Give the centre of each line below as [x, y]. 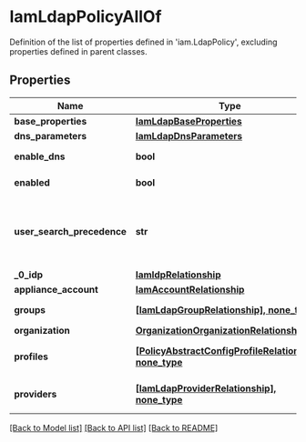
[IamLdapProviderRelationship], [206, 388]
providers [36, 394]
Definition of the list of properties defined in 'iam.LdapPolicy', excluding [143, 42]
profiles [31, 357]
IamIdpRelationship [178, 275]
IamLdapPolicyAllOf [86, 17]
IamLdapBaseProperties [189, 121]
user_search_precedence [71, 231]
